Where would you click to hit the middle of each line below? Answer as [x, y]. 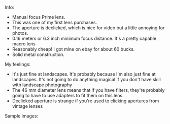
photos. [20, 33]
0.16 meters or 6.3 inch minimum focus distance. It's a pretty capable [84, 38]
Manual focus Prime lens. [39, 17]
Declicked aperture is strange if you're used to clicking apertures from [86, 101]
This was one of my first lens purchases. [55, 22]
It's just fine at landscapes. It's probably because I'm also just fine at [84, 74]
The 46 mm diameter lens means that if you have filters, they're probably [88, 90]
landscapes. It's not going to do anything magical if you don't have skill [86, 79]
